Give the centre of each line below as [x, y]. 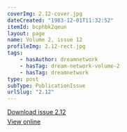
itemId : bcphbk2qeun [37, 27]
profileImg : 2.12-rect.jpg [46, 46]
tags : [15, 53]
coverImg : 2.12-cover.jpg [45, 14]
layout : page [26, 33]
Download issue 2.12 [37, 112]
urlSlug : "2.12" [31, 92]
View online [24, 122]
